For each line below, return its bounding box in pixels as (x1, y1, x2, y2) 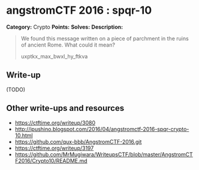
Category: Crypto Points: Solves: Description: (6, 23, 123, 30)
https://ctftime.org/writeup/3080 (14, 119, 96, 126)
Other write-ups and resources (6, 103, 125, 113)
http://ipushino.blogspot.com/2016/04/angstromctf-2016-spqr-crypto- (14, 125, 189, 132)
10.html (14, 132, 33, 139)
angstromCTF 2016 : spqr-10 (6, 4, 152, 17)
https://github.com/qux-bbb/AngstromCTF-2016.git (14, 138, 142, 145)
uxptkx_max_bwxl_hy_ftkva (20, 52, 88, 60)
